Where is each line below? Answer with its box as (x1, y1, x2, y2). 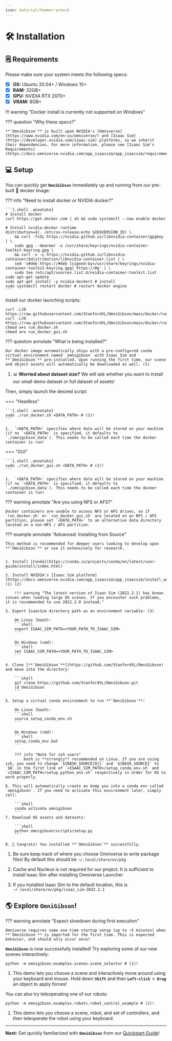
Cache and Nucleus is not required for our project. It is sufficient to (12, 866, 154, 872)
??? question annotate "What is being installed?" (5, 338, 107, 344)
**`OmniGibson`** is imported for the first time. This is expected (5, 932, 155, 937)
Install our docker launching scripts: (5, 297, 81, 303)
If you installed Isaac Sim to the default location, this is (12, 882, 128, 888)
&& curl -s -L (14, 252, 45, 257)
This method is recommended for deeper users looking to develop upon (5, 541, 159, 546)
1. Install (5, 559, 29, 564)
